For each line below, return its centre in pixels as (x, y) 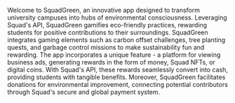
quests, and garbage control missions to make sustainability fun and (106, 47)
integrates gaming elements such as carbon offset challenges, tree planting (116, 40)
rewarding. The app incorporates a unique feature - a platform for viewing (114, 55)
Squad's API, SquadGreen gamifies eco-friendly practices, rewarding (107, 25)
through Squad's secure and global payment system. (84, 92)
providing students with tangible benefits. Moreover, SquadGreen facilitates (116, 77)
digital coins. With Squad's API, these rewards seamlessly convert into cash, (117, 70)
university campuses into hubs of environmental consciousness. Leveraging (117, 18)
